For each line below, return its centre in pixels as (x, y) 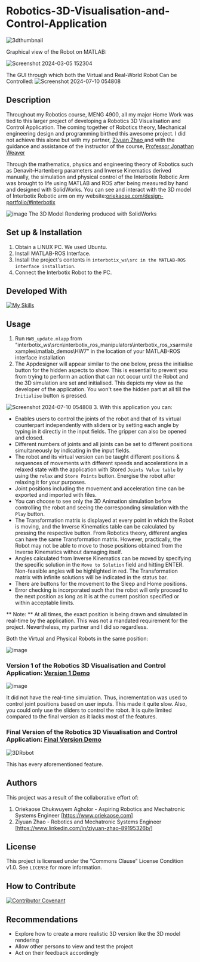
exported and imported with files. (56, 495)
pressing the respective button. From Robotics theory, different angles (101, 533)
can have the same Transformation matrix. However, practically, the (98, 539)
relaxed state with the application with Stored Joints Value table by (99, 469)
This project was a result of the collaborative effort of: (73, 797)
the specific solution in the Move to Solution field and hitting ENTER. (99, 565)
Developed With (37, 291)
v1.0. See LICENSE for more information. (54, 868)
